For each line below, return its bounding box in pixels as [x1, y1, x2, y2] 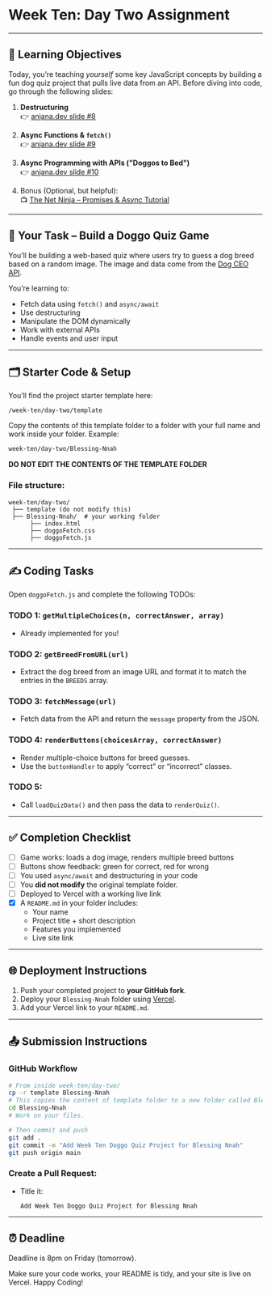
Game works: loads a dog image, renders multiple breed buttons [19, 852, 235, 862]
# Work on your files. [8, 1111, 85, 1120]
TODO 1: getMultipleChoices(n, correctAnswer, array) [8, 609, 224, 621]
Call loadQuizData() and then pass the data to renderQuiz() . [19, 800, 220, 809]
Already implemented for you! [19, 628, 119, 638]
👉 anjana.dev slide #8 [19, 111, 97, 121]
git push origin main [8, 1149, 81, 1157]
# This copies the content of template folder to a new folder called [8, 1097, 251, 1105]
